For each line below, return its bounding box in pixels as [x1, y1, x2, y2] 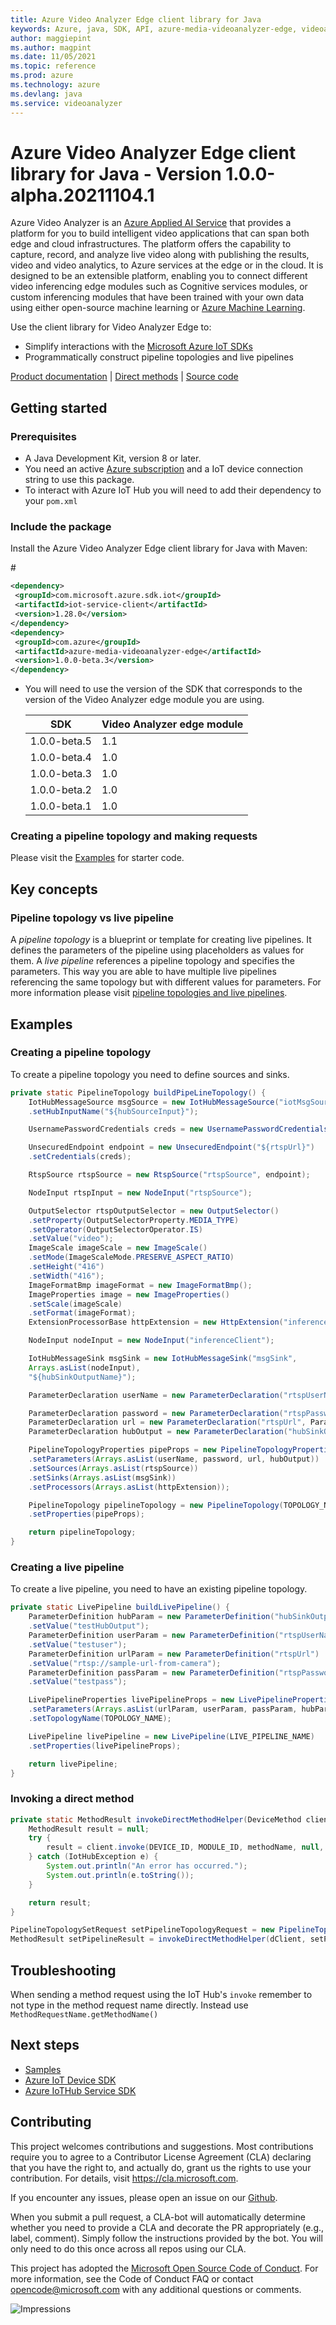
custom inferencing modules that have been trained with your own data [10, 291, 305, 303]
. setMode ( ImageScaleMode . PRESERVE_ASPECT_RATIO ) [28, 1252, 235, 1263]
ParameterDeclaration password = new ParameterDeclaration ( [28, 1408, 284, 1418]
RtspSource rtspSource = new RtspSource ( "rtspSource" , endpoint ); [28, 1170, 311, 1180]
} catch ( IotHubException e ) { [28, 1852, 159, 1862]
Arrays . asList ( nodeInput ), [28, 1362, 141, 1373]
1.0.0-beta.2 [29, 783, 92, 797]
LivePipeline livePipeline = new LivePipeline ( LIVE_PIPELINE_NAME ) [28, 1731, 315, 1741]
